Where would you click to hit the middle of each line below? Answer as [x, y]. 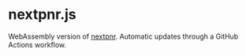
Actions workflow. [37, 44]
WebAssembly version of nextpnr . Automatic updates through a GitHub [123, 36]
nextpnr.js [42, 15]
